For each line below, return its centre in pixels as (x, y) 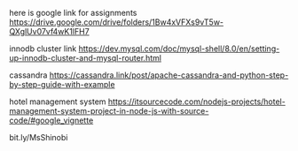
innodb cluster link (43, 49)
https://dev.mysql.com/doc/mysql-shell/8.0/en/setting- (179, 49)
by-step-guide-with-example (62, 84)
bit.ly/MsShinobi (39, 137)
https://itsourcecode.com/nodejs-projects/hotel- (196, 102)
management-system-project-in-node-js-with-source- (109, 111)
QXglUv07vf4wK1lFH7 (50, 31)
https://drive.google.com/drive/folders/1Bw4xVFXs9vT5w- (117, 22)
